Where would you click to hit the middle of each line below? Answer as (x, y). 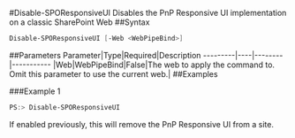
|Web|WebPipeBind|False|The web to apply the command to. (164, 65)
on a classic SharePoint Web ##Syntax (79, 22)
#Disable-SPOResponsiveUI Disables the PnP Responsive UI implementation (148, 13)
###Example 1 (35, 91)
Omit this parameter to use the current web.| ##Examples (113, 73)
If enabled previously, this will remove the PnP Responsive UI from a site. (142, 124)
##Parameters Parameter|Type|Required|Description (105, 55)
